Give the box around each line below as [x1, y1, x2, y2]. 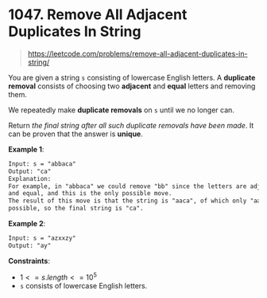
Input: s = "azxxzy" [8, 234, 77, 242]
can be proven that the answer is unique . [8, 129, 143, 139]
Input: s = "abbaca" [8, 159, 77, 168]
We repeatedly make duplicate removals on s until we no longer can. [8, 105, 234, 115]
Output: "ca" [8, 167, 52, 175]
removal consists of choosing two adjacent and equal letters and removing [8, 81, 256, 91]
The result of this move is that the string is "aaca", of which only [8, 197, 247, 205]
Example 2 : [8, 219, 46, 229]
